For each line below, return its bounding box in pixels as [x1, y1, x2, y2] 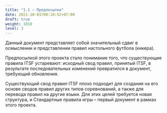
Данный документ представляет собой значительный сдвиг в [5, 40, 138, 46]
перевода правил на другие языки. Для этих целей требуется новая [5, 91, 152, 97]
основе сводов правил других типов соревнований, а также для [5, 86, 144, 92]
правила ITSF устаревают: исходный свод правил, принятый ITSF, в [5, 60, 151, 66]
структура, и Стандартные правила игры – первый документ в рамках [5, 96, 156, 103]
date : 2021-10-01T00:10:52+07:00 [5, 12, 75, 17]
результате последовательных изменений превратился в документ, [5, 66, 151, 72]
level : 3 [5, 26, 24, 31]
